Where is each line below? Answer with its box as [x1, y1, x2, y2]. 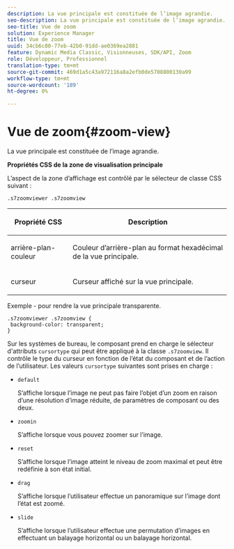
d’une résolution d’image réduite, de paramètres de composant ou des [17, 396, 219, 405]
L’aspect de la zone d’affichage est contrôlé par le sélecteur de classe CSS [7, 174, 221, 183]
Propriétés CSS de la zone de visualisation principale [7, 161, 164, 169]
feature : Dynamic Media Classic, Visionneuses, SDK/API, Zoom [7, 49, 192, 56]
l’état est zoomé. [17, 500, 65, 508]
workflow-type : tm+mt [7, 75, 70, 82]
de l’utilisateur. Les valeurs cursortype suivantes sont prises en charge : [7, 362, 213, 370]
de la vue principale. [72, 252, 139, 261]
